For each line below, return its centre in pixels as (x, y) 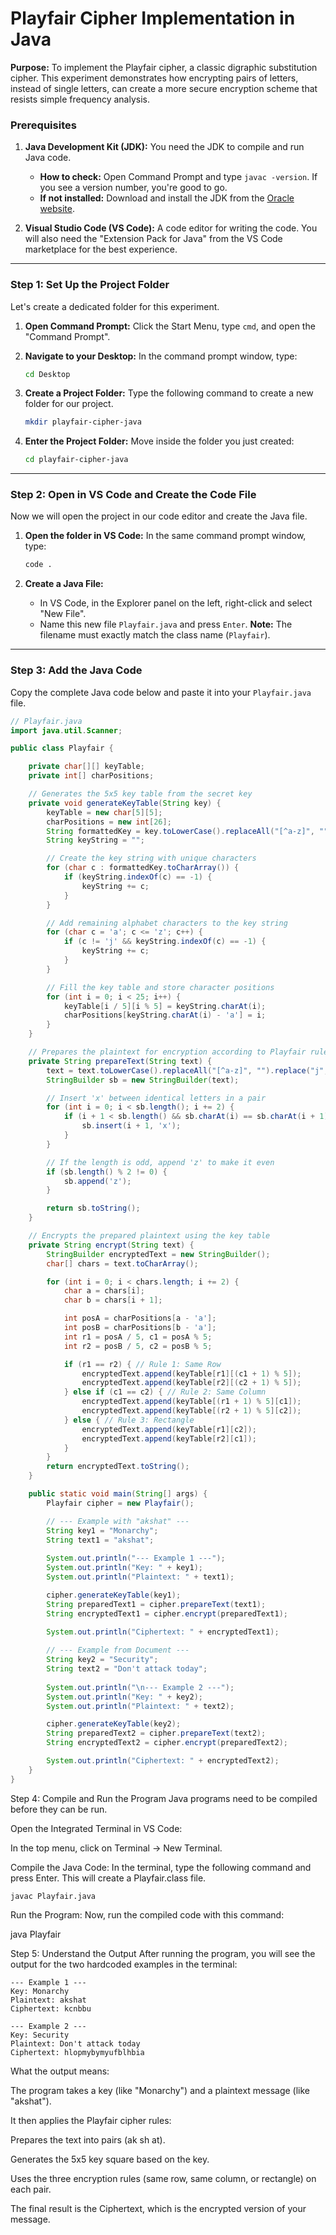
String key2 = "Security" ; (102, 1660)
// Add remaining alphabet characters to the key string (167, 923)
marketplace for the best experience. (101, 249)
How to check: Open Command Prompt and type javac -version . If (178, 177)
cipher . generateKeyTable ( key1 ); (114, 1595)
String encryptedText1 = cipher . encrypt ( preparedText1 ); (167, 1613)
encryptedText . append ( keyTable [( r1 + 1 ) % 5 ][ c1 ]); (191, 1402)
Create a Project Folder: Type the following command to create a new (169, 393)
